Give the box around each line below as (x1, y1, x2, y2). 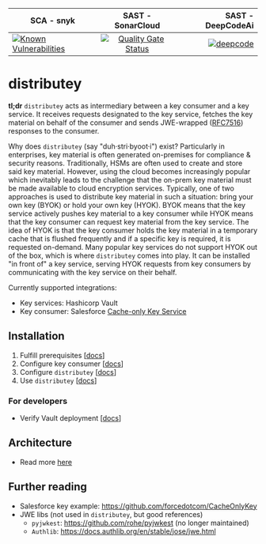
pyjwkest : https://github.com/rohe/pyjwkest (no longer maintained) (31, 518, 249, 527)
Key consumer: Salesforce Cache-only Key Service (19, 306, 187, 315)
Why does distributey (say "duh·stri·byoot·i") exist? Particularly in (8, 142, 226, 151)
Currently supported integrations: (8, 282, 117, 292)
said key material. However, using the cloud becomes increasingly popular (8, 166, 251, 176)
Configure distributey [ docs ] (19, 367, 117, 376)
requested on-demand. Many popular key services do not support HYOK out (8, 242, 258, 251)
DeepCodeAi (205, 20, 254, 31)
